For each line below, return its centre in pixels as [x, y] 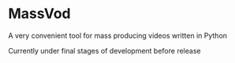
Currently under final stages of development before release [104, 50]
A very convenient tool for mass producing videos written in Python [117, 35]
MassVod [39, 14]
